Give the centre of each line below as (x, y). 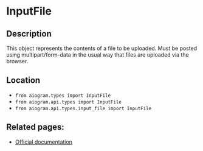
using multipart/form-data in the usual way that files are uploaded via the (98, 55)
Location (23, 80)
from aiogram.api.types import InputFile (68, 102)
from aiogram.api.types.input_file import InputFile (83, 108)
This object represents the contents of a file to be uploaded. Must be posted (102, 48)
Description (29, 34)
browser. (17, 61)
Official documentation (44, 142)
